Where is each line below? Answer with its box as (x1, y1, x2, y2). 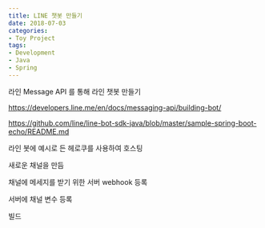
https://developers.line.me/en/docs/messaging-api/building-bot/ (8, 102, 222, 112)
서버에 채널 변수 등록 (8, 194, 73, 204)
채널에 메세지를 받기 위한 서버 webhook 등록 (8, 177, 148, 186)
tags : (8, 42, 26, 50)
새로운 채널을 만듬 (8, 160, 64, 170)
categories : (8, 26, 48, 34)
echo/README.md (8, 126, 70, 136)
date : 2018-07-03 (8, 19, 66, 27)
